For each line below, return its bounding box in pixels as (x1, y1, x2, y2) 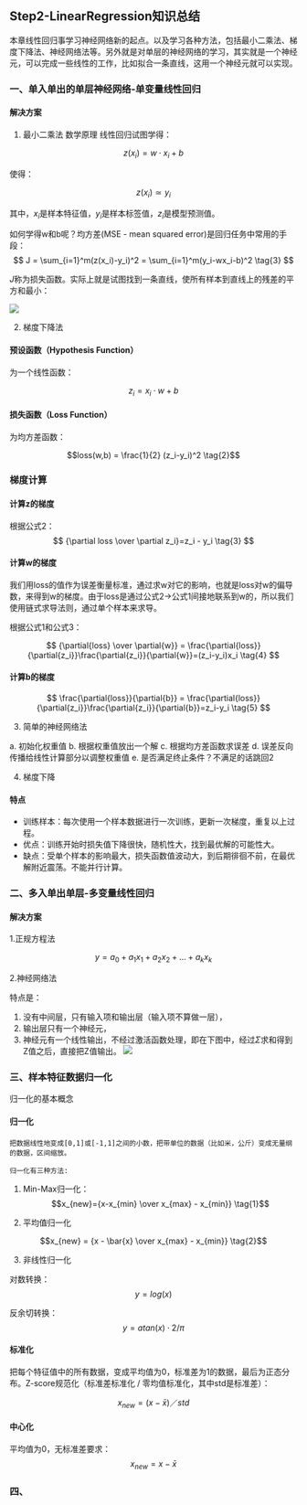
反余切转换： (9, 1307, 58, 1318)
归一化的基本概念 (9, 1094, 74, 1105)
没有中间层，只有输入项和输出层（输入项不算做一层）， (22, 1011, 228, 1022)
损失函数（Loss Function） (9, 409, 112, 420)
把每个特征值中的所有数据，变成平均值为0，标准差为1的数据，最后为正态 (9, 1366, 282, 1377)
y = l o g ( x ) (134, 1288, 173, 1299)
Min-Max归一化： (22, 1183, 90, 1194)
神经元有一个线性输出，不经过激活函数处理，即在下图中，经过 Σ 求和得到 (22, 1034, 293, 1045)
